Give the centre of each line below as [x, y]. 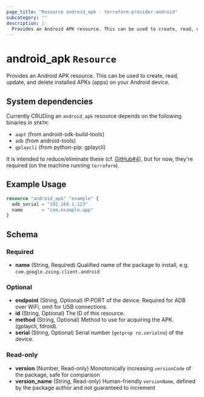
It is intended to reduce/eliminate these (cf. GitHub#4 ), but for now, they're [100, 159]
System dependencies [49, 101]
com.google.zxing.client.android [57, 272]
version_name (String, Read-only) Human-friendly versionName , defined [105, 381]
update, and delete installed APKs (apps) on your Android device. [88, 82]
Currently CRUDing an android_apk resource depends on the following [94, 116]
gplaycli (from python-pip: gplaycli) [60, 147]
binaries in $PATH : [28, 123]
